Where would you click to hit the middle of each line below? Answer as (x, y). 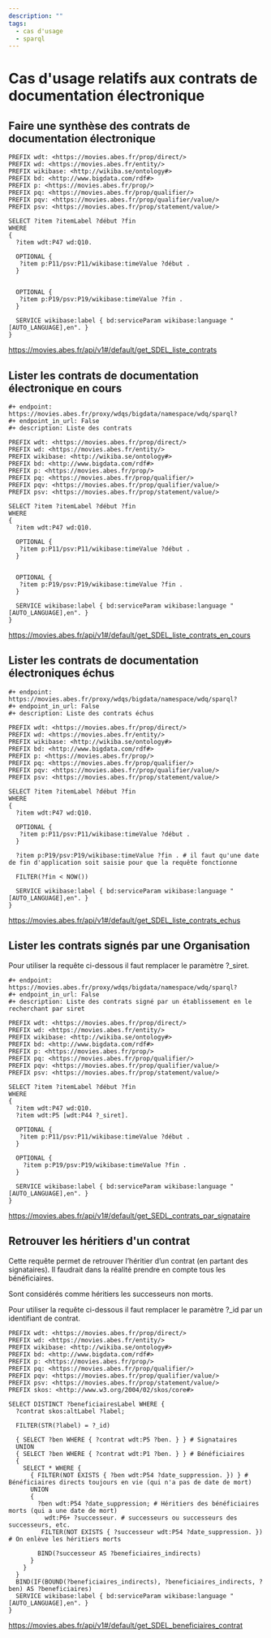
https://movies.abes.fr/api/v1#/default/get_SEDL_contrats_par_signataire (129, 1216)
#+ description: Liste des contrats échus (81, 713)
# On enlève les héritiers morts (65, 1539)
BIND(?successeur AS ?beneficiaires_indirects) (119, 1553)
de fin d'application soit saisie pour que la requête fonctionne (123, 862)
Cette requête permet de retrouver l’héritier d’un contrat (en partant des (129, 1260)
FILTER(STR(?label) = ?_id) (63, 1425)
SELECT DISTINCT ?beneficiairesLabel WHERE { (86, 1404)
